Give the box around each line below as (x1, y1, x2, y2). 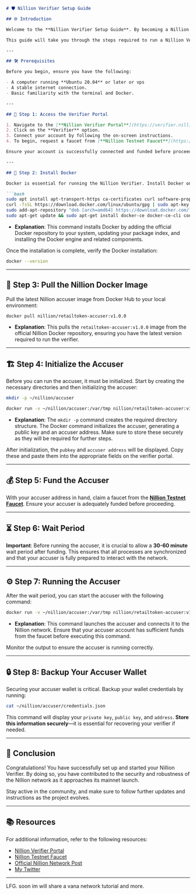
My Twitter (14, 865, 41, 872)
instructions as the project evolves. (6, 794, 90, 801)
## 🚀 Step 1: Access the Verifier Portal (6, 111, 108, 117)
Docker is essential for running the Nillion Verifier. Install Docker (6, 180, 184, 187)
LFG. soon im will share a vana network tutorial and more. (6, 882, 145, 889)
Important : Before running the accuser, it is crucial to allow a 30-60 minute (6, 541, 188, 549)
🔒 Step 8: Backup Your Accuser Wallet (6, 667, 147, 677)
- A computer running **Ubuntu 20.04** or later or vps (6, 80, 145, 85)
